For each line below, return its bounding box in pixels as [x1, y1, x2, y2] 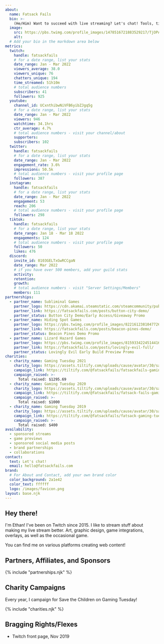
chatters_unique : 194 [14, 76, 58, 80]
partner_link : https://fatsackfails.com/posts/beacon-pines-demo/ [14, 327, 152, 332]
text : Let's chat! [9, 459, 47, 464]
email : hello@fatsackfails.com [9, 463, 73, 469]
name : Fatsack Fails [9, 12, 51, 17]
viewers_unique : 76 [14, 71, 54, 76]
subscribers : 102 [14, 139, 49, 145]
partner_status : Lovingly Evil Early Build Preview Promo [14, 349, 134, 354]
